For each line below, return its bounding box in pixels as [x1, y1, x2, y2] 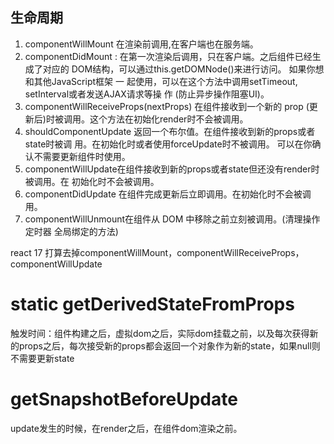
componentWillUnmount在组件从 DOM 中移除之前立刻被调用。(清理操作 [24, 213, 321, 225]
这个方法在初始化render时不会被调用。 [89, 113, 249, 125]
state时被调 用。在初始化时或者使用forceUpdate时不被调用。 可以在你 [24, 138, 313, 150]
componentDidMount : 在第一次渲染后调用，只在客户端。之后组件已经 [24, 50, 313, 62]
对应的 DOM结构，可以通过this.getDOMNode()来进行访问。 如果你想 [42, 63, 325, 75]
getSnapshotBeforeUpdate [10, 388, 238, 410]
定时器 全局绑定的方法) [24, 225, 119, 237]
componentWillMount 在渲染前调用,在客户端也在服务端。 [24, 38, 259, 50]
